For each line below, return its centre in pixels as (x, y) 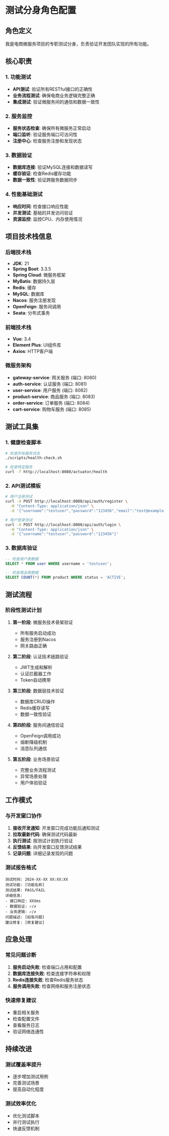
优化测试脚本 (26, 1116)
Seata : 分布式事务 (31, 313)
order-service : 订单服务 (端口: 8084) (51, 403)
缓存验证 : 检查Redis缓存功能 (42, 173)
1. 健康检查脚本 (24, 443)
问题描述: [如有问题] (25, 917)
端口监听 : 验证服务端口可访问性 (45, 134)
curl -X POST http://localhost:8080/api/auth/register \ (67, 502)
